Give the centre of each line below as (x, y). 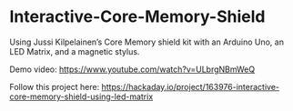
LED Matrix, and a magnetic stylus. (75, 51)
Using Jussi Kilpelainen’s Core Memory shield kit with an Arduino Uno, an (147, 42)
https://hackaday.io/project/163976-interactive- (191, 86)
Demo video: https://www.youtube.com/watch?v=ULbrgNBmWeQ (132, 69)
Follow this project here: (55, 86)
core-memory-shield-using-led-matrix (81, 96)
